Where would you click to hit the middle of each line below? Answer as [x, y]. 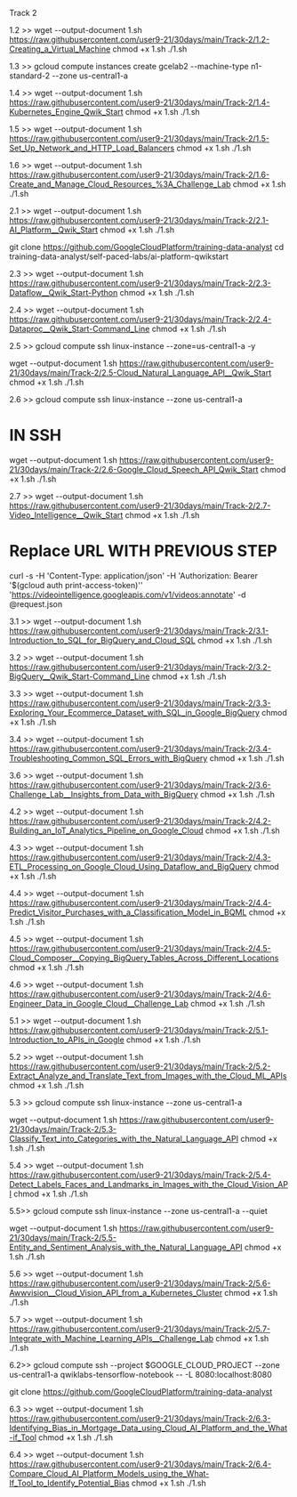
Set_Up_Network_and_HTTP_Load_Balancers [92, 148]
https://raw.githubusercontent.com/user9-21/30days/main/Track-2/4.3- [140, 857]
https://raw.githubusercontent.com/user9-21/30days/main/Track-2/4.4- [140, 902]
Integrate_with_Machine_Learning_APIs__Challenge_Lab [112, 1338]
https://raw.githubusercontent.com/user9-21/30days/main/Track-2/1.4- [140, 102]
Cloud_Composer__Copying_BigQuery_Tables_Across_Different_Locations [144, 958]
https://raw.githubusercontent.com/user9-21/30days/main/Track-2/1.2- [140, 40]
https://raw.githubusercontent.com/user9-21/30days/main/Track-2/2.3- [140, 283]
